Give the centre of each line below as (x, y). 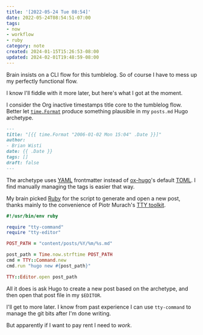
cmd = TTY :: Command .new (36, 260)
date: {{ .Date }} (29, 152)
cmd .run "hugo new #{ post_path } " (49, 266)
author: (16, 140)
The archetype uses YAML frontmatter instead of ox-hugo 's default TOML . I (101, 180)
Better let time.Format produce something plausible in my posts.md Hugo (97, 111)
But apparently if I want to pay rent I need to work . (69, 325)
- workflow (20, 35)
